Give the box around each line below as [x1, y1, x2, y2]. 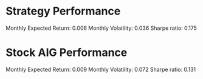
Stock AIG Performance [5, 46, 128, 60]
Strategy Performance [5, 4, 121, 18]
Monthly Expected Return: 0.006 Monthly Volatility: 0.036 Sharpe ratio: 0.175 [5, 24, 197, 32]
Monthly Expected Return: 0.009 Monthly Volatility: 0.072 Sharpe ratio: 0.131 [5, 66, 196, 73]
